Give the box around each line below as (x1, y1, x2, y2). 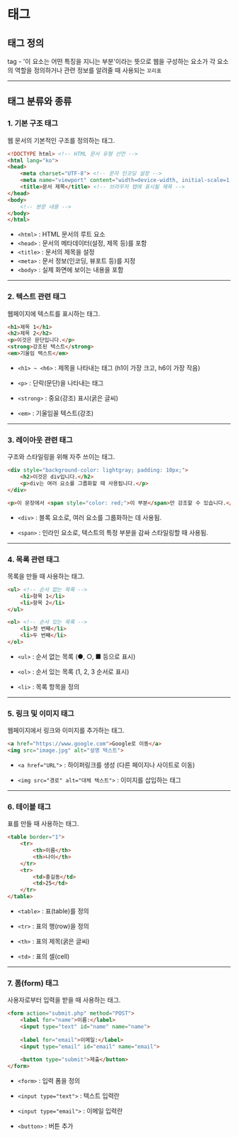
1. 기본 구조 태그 (7, 119, 58, 129)
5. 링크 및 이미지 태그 (7, 708, 74, 718)
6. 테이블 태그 (7, 802, 52, 812)
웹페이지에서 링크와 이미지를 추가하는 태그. (7, 726, 125, 735)
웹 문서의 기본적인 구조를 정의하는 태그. (7, 136, 115, 144)
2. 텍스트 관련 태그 (7, 292, 67, 302)
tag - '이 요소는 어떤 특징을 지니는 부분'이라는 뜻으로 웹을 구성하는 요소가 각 (7, 58, 216, 65)
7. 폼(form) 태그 (7, 978, 59, 988)
